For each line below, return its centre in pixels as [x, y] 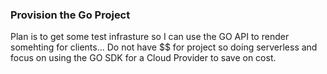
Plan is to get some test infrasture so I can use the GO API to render [150, 37]
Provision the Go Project [70, 15]
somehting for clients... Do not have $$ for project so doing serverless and [164, 47]
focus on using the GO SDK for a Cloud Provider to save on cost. [143, 58]
